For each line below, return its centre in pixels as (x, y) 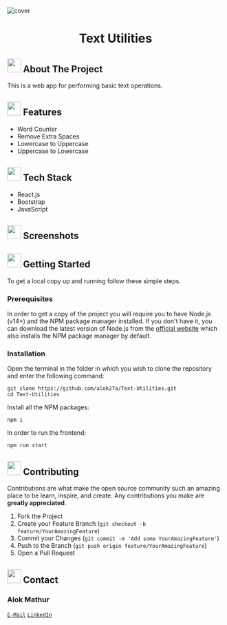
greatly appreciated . (37, 503)
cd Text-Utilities (33, 395)
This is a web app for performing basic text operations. (85, 85)
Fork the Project (40, 516)
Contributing (51, 472)
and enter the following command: (56, 376)
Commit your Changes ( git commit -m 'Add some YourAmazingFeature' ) (118, 538)
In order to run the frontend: (47, 433)
